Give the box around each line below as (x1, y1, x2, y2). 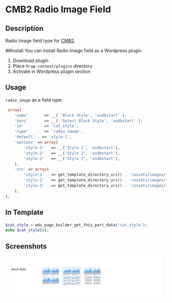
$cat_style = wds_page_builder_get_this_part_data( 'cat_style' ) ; (5, 222, 147, 228)
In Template (5, 208, 44, 217)
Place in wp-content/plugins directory (12, 63, 93, 69)
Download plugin (12, 57, 49, 64)
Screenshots (5, 242, 47, 251)
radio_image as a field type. (5, 96, 63, 103)
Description (5, 24, 44, 33)
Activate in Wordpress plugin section (12, 68, 91, 74)
